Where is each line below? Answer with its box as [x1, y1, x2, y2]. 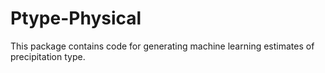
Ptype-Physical [10, 7, 142, 30]
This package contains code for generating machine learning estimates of [10, 40, 315, 52]
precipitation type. [10, 50, 86, 62]
